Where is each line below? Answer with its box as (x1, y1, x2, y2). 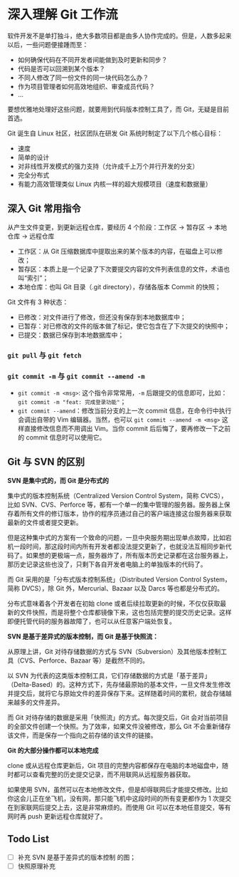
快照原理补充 (17, 861, 55, 870)
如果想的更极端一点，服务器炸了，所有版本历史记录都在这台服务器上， (26, 551, 232, 559)
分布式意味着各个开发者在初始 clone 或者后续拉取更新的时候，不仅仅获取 (7, 599, 221, 608)
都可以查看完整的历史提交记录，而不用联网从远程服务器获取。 (13, 770, 194, 779)
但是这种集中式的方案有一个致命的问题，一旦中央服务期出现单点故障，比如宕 (7, 533, 232, 541)
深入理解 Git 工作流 (7, 6, 119, 23)
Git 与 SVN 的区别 (7, 456, 85, 468)
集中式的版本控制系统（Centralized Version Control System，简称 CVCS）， (7, 491, 228, 499)
